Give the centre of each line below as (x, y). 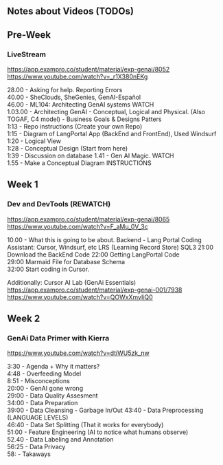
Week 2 (24, 319)
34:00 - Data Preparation (43, 403)
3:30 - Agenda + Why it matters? (54, 367)
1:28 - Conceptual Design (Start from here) (68, 149)
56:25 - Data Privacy (36, 447)
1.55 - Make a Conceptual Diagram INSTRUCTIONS (80, 163)
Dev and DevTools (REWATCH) (59, 204)
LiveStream (27, 54)
